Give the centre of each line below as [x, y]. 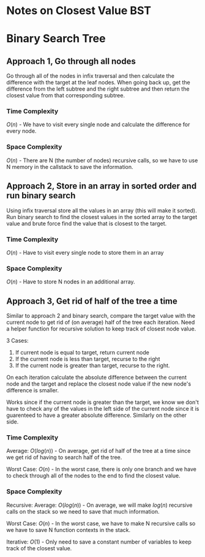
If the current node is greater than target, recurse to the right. [92, 365]
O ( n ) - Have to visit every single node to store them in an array [85, 252]
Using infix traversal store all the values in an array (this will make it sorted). [102, 210]
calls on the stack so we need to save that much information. [83, 511]
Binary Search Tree [56, 39]
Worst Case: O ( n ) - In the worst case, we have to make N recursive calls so [101, 523]
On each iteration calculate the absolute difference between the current [96, 377]
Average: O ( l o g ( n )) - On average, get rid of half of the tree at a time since [99, 451]
